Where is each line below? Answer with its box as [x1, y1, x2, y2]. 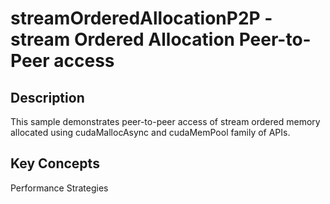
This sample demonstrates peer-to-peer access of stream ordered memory [10, 116, 321, 127]
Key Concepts [10, 155, 100, 172]
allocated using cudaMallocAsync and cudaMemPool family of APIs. [10, 127, 291, 138]
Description [10, 89, 85, 106]
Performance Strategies [10, 182, 109, 194]
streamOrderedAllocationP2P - [10, 7, 273, 30]
